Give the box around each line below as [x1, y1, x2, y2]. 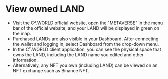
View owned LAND [5, 3, 85, 15]
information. [12, 57, 38, 63]
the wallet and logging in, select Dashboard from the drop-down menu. [12, 41, 159, 47]
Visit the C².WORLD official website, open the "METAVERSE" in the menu [12, 20, 163, 26]
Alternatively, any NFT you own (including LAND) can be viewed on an [12, 62, 158, 68]
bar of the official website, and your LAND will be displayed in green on [12, 25, 159, 31]
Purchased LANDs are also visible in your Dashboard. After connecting [12, 36, 159, 42]
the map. [12, 30, 31, 36]
